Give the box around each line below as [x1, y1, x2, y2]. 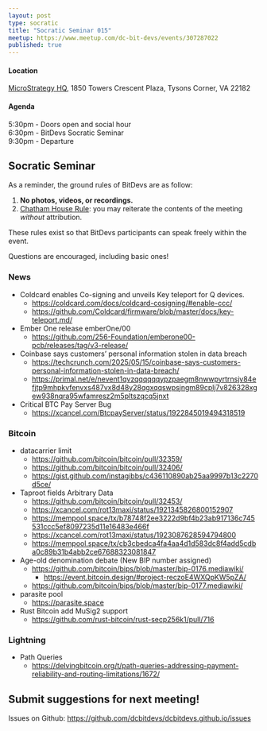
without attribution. [19, 212, 83, 222]
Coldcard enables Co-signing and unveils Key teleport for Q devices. [19, 289, 245, 299]
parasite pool [19, 589, 64, 598]
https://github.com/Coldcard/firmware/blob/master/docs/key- [31, 307, 234, 316]
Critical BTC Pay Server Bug [19, 399, 112, 409]
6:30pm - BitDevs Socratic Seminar [8, 128, 125, 137]
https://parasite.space [31, 598, 105, 607]
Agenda [8, 101, 35, 111]
